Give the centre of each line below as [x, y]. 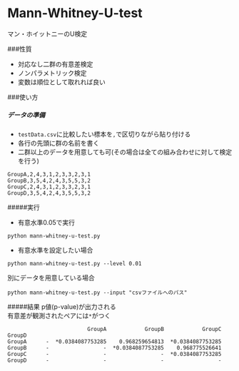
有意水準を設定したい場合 [55, 250]
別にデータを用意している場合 [51, 278]
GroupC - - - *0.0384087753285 [115, 354]
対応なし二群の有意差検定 [55, 64]
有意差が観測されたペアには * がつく [59, 315]
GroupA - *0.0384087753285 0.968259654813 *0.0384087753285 [115, 341]
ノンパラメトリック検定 [52, 73]
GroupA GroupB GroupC [154, 329]
